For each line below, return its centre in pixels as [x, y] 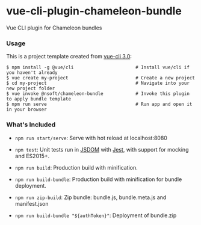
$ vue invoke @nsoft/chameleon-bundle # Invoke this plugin [98, 94]
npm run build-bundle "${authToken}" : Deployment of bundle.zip [96, 215]
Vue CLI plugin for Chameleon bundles [54, 28]
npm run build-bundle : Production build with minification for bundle [98, 179]
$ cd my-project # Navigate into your [98, 83]
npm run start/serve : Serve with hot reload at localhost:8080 [91, 138]
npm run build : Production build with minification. [76, 167]
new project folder [31, 88]
